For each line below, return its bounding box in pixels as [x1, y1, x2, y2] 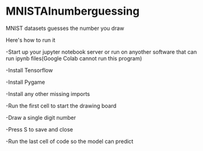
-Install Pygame [6, 78, 45, 86]
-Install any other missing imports [6, 90, 90, 97]
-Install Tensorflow [6, 66, 53, 74]
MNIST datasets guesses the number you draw [6, 24, 125, 32]
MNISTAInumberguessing [6, 4, 140, 18]
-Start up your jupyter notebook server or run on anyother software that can [6, 48, 197, 56]
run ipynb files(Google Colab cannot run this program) [6, 54, 142, 62]
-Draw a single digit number [6, 114, 76, 121]
